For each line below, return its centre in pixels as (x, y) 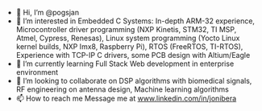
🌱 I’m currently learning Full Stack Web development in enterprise (125, 64)
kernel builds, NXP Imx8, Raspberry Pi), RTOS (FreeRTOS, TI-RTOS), (129, 47)
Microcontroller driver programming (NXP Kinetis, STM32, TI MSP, (126, 29)
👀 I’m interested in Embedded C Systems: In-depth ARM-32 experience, (135, 21)
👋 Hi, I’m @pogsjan (47, 12)
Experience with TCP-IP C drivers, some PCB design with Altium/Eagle (133, 55)
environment (37, 72)
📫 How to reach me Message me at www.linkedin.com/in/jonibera (126, 98)
